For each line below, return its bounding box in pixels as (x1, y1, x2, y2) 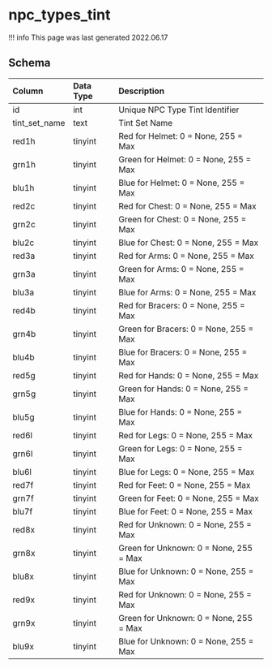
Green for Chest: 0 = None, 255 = (118, 213, 247, 225)
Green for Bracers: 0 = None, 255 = (118, 323, 254, 334)
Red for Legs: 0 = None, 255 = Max (118, 429, 253, 441)
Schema (8, 56, 51, 70)
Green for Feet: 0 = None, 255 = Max (118, 493, 259, 504)
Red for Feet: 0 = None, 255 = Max (118, 479, 251, 490)
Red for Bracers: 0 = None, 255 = (118, 300, 245, 311)
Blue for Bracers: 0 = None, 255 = (118, 347, 248, 358)
